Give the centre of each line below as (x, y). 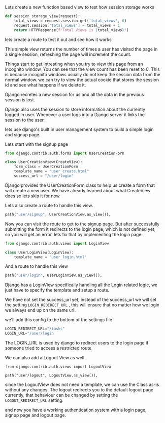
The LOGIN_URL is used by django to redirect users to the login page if (77, 343)
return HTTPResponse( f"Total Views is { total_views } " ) (71, 30)
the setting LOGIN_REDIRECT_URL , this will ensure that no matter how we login (82, 305)
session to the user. (25, 120)
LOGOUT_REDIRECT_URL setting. (34, 400)
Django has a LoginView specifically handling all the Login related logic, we (81, 285)
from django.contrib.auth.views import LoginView (57, 243)
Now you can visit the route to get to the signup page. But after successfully (82, 224)
